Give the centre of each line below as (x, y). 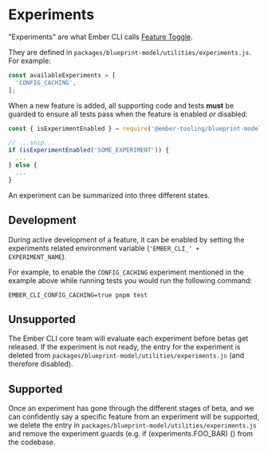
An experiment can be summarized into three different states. (109, 195)
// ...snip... (32, 143)
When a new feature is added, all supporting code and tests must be (121, 105)
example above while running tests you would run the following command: (130, 280)
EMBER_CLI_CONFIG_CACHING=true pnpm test (78, 295)
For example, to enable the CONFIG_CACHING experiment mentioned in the (126, 272)
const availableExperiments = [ (62, 75)
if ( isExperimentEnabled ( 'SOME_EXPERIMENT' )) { (89, 150)
